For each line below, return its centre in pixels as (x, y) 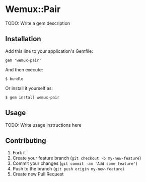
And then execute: (24, 69)
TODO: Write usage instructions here (43, 125)
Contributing (26, 141)
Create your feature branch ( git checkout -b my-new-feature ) (77, 158)
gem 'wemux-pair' (23, 60)
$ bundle (14, 79)
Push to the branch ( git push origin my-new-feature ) (68, 169)
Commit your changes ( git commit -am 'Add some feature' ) (75, 163)
